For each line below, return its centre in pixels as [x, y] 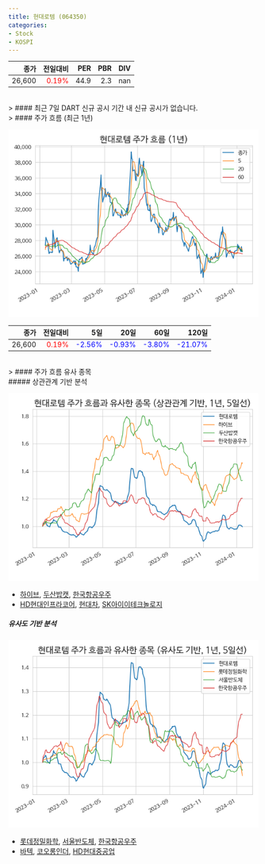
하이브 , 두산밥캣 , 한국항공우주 [65, 594]
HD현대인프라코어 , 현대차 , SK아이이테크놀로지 [91, 604]
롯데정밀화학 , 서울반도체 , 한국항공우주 [78, 841]
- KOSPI [21, 42]
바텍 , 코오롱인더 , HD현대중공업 [67, 851]
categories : [28, 25]
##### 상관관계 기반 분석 [48, 382]
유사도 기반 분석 [33, 624]
